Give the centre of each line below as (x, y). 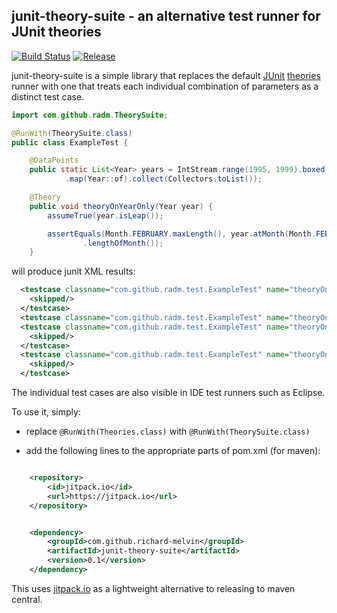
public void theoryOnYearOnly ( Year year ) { (121, 206)
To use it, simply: (46, 412)
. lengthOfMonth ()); (123, 243)
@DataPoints (54, 160)
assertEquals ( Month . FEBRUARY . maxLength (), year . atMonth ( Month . (181, 234)
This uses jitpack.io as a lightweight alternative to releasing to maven (153, 588)
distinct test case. (48, 96)
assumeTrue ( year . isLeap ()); (105, 215)
